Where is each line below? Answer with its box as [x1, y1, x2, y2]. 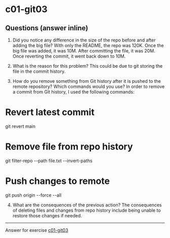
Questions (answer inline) [5, 24, 89, 32]
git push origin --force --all [5, 192, 62, 198]
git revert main [5, 123, 35, 129]
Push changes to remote [5, 175, 110, 187]
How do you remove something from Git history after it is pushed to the [12, 78, 161, 84]
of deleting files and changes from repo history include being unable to [12, 207, 161, 213]
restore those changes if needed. [12, 212, 82, 218]
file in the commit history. [12, 68, 66, 74]
